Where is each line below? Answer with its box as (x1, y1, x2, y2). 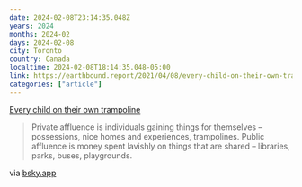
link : (9, 72, 30, 81)
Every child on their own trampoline (9, 104, 141, 115)
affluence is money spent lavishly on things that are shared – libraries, (31, 140, 290, 151)
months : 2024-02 (9, 30, 70, 38)
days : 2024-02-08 (9, 38, 75, 47)
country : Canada (9, 55, 70, 64)
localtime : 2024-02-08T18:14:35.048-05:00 (9, 64, 171, 72)
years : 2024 (9, 21, 54, 30)
